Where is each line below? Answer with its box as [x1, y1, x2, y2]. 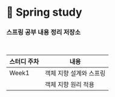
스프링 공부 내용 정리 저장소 [6, 28, 81, 37]
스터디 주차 [9, 57, 39, 66]
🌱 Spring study [6, 5, 83, 19]
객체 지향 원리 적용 [44, 81, 95, 89]
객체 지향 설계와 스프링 [44, 69, 106, 78]
